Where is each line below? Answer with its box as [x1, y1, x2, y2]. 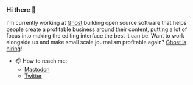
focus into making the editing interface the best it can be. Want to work [6, 32, 184, 39]
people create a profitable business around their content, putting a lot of [6, 25, 188, 33]
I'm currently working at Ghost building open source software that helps [6, 19, 187, 27]
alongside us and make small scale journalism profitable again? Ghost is [6, 39, 187, 46]
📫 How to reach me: [15, 57, 68, 64]
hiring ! [6, 45, 23, 52]
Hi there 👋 [6, 5, 37, 14]
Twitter [24, 72, 43, 80]
